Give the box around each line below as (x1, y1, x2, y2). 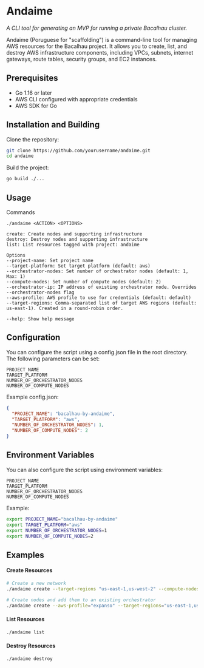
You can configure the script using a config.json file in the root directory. (6, 348, 188, 356)
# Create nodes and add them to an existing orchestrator (6, 596, 156, 603)
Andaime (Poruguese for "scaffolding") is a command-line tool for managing (6, 36, 197, 43)
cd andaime (6, 153, 34, 159)
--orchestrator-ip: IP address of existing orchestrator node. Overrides (6, 284, 197, 290)
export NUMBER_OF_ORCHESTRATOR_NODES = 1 (6, 527, 107, 533)
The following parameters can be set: (6, 355, 100, 362)
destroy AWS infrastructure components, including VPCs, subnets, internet (6, 49, 194, 56)
